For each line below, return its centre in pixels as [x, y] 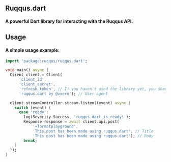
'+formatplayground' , [55, 126]
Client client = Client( [36, 75]
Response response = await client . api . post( [72, 122]
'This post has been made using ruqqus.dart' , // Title [93, 131]
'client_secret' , [37, 84]
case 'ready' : [34, 112]
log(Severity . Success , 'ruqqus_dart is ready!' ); [77, 117]
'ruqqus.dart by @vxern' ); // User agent [63, 93]
